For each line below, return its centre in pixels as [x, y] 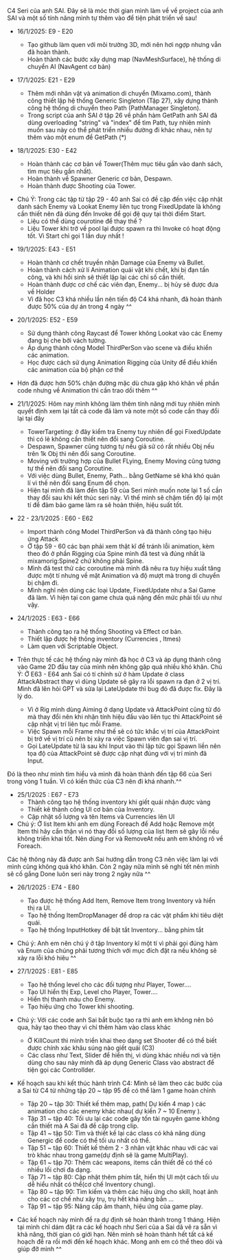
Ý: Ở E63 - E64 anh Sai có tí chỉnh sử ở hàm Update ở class [101, 674]
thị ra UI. [39, 908]
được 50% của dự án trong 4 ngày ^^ [80, 306]
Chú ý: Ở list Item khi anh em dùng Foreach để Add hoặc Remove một [115, 824]
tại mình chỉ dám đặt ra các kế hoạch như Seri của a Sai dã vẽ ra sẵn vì [117, 1227]
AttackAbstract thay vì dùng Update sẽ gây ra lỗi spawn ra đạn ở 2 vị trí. [119, 681]
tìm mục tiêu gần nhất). [60, 171]
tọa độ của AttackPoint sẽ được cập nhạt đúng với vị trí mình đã [117, 753]
